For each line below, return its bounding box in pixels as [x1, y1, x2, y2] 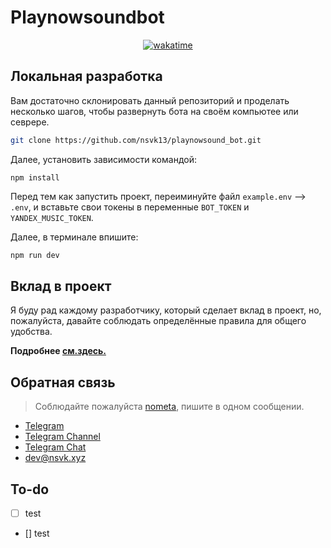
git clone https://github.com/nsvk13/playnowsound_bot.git [10, 135, 262, 145]
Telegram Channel [24, 431, 101, 443]
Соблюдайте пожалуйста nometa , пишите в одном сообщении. [34, 401, 305, 413]
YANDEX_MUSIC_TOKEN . [10, 211, 94, 223]
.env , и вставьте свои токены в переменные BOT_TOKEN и [10, 201, 250, 213]
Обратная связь [10, 374, 116, 391]
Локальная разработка [10, 68, 163, 85]
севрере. [10, 116, 50, 128]
